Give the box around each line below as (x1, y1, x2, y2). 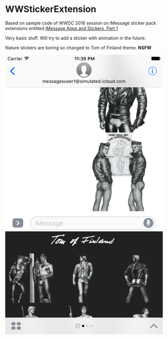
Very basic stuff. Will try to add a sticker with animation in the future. (5, 35, 146, 41)
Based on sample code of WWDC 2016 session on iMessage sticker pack (5, 20, 156, 26)
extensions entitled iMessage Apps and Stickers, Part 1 (5, 25, 118, 31)
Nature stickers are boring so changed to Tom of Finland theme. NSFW (5, 44, 151, 50)
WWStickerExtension (5, 3, 96, 15)
